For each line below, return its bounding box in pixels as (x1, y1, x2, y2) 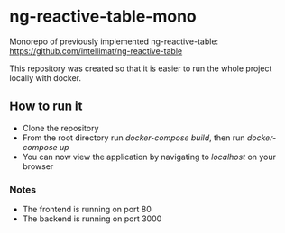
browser (22, 160, 54, 172)
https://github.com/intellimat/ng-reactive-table (9, 45, 183, 56)
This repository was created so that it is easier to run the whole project (9, 63, 272, 74)
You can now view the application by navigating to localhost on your (22, 151, 277, 162)
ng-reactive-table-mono (9, 6, 197, 27)
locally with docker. (9, 72, 82, 83)
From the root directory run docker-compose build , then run (22, 132, 245, 143)
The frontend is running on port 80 (22, 204, 152, 215)
